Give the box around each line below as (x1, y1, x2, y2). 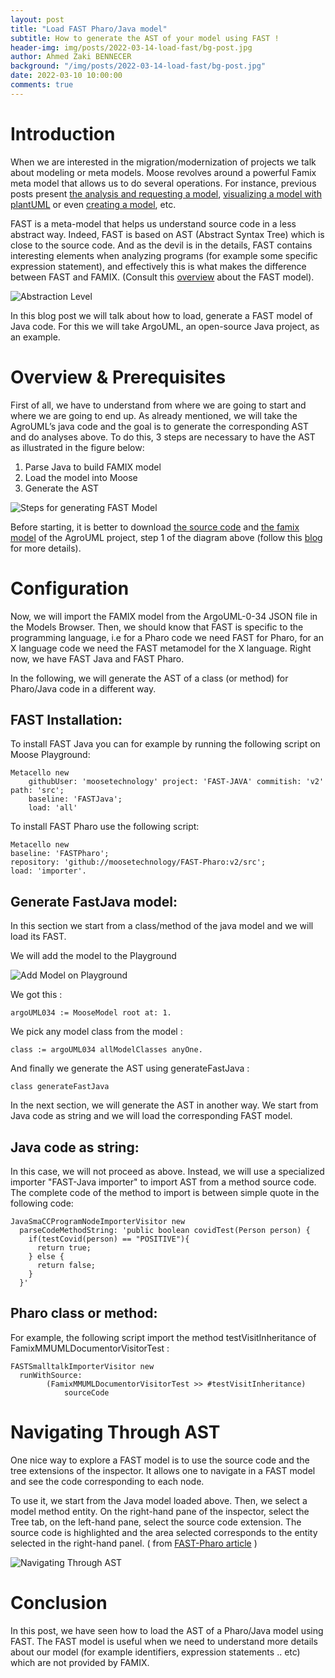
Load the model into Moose (24, 471, 138, 483)
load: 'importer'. (10, 866, 87, 876)
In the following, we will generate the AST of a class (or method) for (10, 672, 289, 684)
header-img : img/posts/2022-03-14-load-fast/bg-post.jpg (10, 42, 253, 53)
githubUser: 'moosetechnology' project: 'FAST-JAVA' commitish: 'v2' (28, 777, 325, 787)
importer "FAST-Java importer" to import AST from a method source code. (10, 1176, 317, 1188)
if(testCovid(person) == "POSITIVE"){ (28, 1234, 190, 1244)
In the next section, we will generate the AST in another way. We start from (10, 1099, 319, 1111)
